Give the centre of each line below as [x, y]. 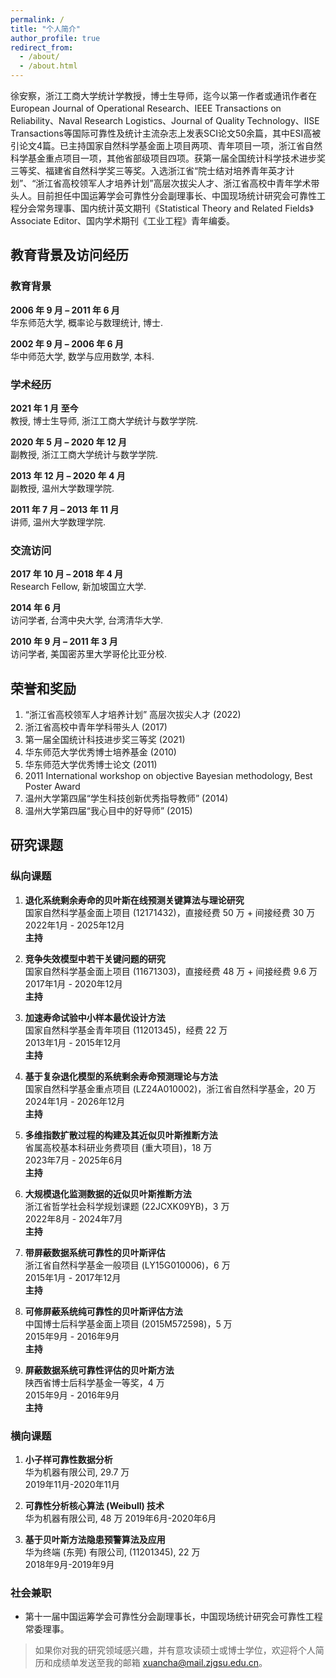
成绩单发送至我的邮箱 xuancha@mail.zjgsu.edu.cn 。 [160, 1663]
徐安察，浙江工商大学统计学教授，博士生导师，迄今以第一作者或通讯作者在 [163, 95]
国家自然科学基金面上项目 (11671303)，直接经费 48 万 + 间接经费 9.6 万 [171, 971]
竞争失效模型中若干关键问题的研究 [95, 958]
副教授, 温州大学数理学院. [62, 488]
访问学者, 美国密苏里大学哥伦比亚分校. [89, 654]
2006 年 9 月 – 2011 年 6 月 [65, 310]
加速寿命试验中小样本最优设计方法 [95, 1017]
